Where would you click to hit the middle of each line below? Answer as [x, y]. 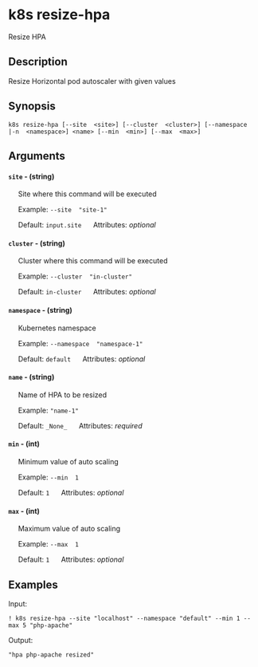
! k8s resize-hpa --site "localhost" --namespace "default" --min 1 [124, 618]
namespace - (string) [41, 310]
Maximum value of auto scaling [69, 529]
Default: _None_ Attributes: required [80, 425]
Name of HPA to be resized [63, 395]
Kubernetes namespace [57, 328]
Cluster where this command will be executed [93, 261]
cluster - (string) [37, 243]
